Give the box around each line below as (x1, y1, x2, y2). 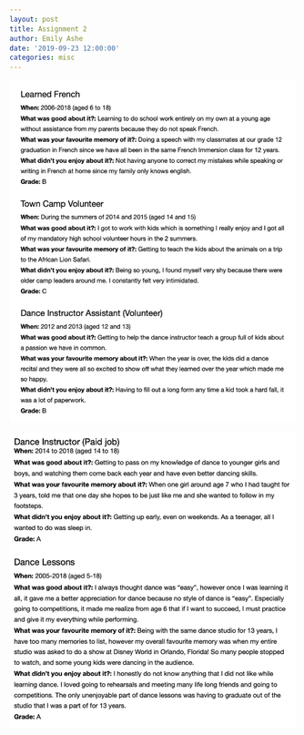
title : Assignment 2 (9, 24, 88, 34)
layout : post (9, 15, 59, 24)
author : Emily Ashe (9, 34, 84, 43)
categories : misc (9, 53, 76, 63)
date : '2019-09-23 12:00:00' (9, 44, 120, 53)
